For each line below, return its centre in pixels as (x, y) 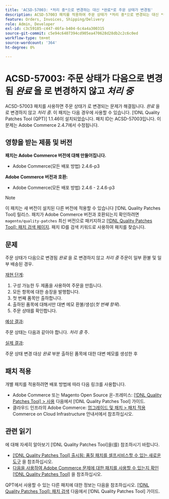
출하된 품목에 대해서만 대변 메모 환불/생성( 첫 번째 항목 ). (66, 305)
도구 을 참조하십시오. (33, 461)
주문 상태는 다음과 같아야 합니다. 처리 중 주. (47, 332)
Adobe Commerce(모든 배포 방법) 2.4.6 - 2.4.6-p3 (63, 188)
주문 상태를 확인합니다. (35, 311)
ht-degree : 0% (20, 47)
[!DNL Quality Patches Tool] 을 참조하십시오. (57, 474)
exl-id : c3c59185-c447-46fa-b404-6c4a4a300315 (55, 29)
